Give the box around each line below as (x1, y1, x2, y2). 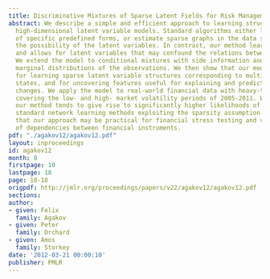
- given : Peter (8, 221, 59, 229)
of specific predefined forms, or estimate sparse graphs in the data (15, 34, 257, 43)
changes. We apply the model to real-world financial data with (15, 86, 235, 95)
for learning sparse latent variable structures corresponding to (15, 72, 243, 80)
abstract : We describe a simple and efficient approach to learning (8, 19, 243, 27)
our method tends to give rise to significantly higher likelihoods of (15, 101, 261, 109)
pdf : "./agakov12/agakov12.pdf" (8, 131, 117, 139)
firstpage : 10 (8, 162, 56, 170)
